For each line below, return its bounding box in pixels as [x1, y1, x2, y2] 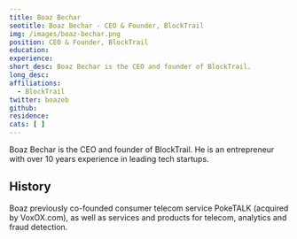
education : [9, 46, 50, 55]
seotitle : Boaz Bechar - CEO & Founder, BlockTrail [9, 21, 204, 30]
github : [9, 104, 38, 112]
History [9, 179, 51, 195]
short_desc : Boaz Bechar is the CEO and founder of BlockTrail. [9, 63, 252, 72]
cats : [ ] [9, 120, 46, 129]
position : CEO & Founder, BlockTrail [9, 37, 149, 47]
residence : [9, 112, 50, 120]
